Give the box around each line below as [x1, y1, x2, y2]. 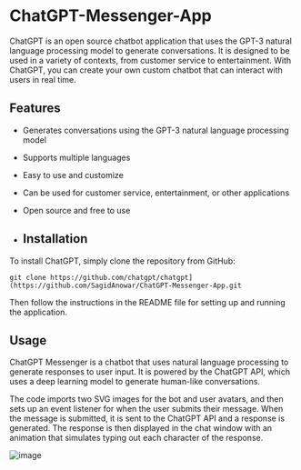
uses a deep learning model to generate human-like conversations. [9, 376, 261, 387]
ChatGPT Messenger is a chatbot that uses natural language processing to [9, 356, 289, 368]
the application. [9, 306, 68, 317]
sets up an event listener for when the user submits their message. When [9, 404, 284, 415]
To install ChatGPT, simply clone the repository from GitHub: [9, 255, 236, 266]
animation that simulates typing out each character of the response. [9, 433, 264, 444]
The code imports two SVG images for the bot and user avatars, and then [9, 394, 284, 405]
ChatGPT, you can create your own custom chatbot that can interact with [9, 65, 284, 75]
